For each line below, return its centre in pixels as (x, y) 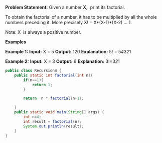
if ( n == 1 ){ (33, 80)
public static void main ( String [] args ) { (59, 112)
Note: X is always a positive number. (43, 32)
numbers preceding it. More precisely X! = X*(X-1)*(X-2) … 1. (68, 22)
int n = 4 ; (32, 117)
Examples (16, 42)
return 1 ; (42, 85)
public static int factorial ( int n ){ (54, 75)
